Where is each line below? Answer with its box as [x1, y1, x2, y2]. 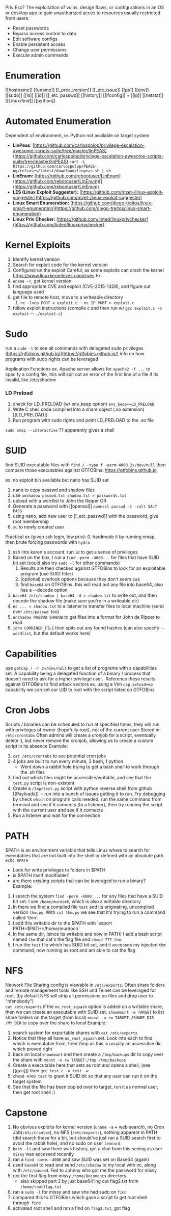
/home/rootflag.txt [20, 1184, 62, 1189]
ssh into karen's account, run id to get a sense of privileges [12, 549, 138, 555]
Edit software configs [12, 36, 58, 42]
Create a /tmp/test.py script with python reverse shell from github [12, 785, 152, 791]
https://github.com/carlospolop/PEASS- [12, 164, 98, 169]
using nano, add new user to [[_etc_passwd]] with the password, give [12, 513, 159, 519]
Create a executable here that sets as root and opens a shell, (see [12, 1062, 151, 1068]
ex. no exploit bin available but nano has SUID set [5, 477, 109, 483]
